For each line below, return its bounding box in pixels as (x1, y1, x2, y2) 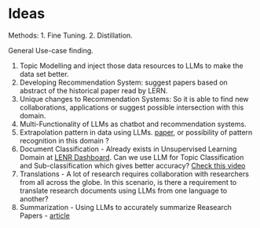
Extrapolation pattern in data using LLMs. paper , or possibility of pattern (19, 127, 253, 137)
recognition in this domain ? (19, 136, 110, 145)
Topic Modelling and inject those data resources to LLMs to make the (19, 60, 244, 71)
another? (19, 194, 49, 204)
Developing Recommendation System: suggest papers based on (19, 78, 228, 87)
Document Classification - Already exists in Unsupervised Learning (19, 144, 237, 154)
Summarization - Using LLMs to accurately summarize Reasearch (19, 202, 232, 212)
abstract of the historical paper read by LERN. (19, 85, 168, 95)
